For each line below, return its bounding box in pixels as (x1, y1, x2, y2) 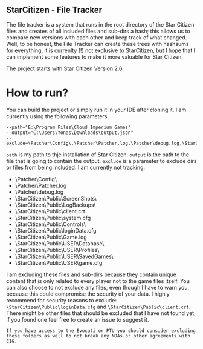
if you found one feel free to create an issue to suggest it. (6, 316, 149, 323)
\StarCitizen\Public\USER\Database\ (14, 239, 105, 247)
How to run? (6, 86, 68, 99)
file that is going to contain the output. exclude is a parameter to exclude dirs (6, 157, 197, 164)
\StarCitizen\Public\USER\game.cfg (14, 259, 103, 266)
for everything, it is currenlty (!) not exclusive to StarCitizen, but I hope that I (6, 47, 195, 54)
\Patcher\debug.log (14, 188, 64, 196)
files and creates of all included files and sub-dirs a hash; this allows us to (6, 27, 190, 35)
